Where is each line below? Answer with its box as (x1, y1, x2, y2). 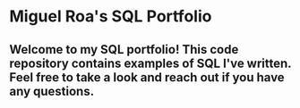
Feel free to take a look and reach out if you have (9, 70, 285, 85)
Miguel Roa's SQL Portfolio (9, 6, 212, 27)
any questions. (9, 83, 95, 99)
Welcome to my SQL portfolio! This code (9, 42, 239, 57)
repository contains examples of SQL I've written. (9, 55, 292, 71)
